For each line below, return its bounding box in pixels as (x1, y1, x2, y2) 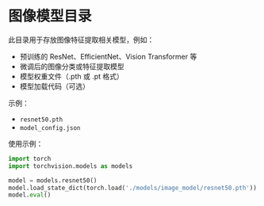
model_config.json (19, 124, 81, 132)
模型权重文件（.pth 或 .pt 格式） (19, 71, 124, 81)
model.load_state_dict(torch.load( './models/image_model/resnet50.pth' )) (8, 184, 258, 192)
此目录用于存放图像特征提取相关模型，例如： (8, 35, 155, 44)
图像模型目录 (8, 7, 93, 25)
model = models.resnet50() (8, 176, 98, 185)
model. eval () (8, 191, 52, 199)
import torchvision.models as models (8, 162, 133, 170)
